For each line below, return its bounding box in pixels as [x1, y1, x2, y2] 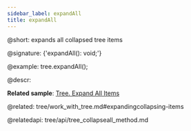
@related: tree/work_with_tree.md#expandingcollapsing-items [7, 102, 184, 110]
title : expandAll [7, 17, 57, 23]
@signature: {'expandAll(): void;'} [7, 49, 102, 57]
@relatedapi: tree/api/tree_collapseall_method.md [7, 115, 149, 124]
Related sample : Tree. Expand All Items [7, 89, 120, 97]
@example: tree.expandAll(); [7, 62, 88, 70]
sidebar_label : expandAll [7, 10, 81, 17]
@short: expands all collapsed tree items [7, 35, 123, 43]
